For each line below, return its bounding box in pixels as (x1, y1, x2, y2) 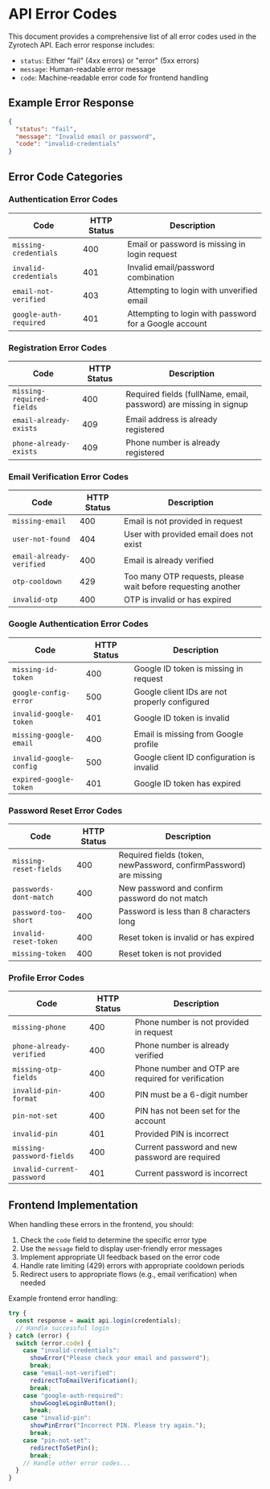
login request (127, 248, 178, 259)
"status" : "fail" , (15, 125, 78, 133)
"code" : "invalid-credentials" (15, 140, 121, 148)
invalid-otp (12, 595, 59, 604)
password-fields (12, 1151, 75, 1161)
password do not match (118, 893, 208, 903)
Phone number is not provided (134, 1017, 249, 1028)
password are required (134, 1151, 221, 1163)
